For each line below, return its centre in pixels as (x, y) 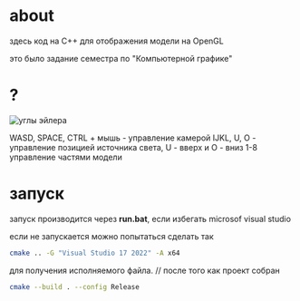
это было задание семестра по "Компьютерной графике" (121, 58)
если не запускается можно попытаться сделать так (112, 236)
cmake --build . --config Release (75, 286)
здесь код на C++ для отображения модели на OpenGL (116, 41)
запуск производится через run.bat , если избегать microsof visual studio (150, 218)
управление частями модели (66, 157)
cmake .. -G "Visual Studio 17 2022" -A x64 (95, 253)
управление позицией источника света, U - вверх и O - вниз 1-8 (134, 147)
